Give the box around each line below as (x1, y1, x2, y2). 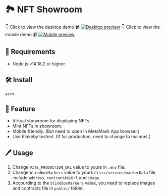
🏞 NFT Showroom (5, 4, 83, 15)
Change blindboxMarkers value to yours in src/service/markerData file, (12, 169, 157, 176)
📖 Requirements (5, 48, 55, 56)
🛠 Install (5, 76, 33, 84)
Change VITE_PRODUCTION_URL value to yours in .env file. (12, 164, 126, 170)
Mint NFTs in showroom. (12, 123, 62, 129)
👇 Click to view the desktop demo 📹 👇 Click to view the (5, 24, 160, 30)
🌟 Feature (5, 104, 36, 113)
